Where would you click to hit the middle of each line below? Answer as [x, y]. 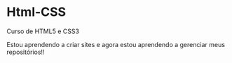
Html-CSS [36, 12]
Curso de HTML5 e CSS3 [43, 31]
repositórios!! [26, 52]
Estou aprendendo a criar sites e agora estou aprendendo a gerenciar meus [116, 44]
